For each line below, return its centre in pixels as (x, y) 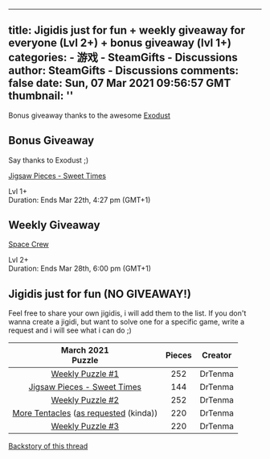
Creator (217, 355)
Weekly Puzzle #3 (85, 426)
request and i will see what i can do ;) (70, 330)
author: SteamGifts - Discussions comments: (124, 70)
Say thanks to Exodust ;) (49, 160)
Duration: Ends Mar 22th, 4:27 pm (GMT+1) (80, 200)
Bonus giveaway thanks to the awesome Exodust (90, 115)
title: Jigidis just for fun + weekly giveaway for (127, 30)
